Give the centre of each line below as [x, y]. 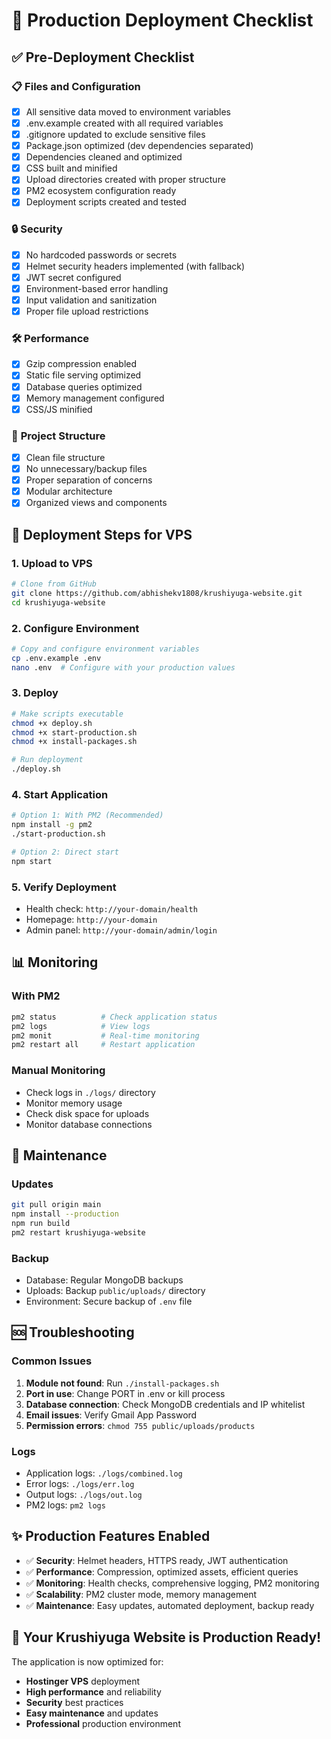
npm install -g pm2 [52, 825]
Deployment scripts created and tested [106, 202]
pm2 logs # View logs [81, 1026]
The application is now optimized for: [87, 1661]
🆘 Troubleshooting [73, 1332]
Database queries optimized [84, 386]
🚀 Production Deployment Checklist [162, 20]
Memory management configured [95, 398]
